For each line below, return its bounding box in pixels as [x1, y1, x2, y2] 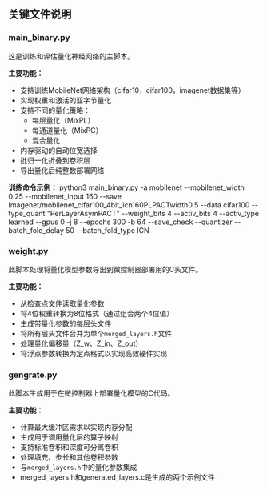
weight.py [8, 245, 49, 256]
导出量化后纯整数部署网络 [19, 165, 105, 175]
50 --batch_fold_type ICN [65, 225, 149, 235]
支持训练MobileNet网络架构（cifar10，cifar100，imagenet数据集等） [19, 85, 245, 94]
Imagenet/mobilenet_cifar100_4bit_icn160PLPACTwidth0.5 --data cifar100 [8, 199, 250, 210]
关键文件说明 [8, 7, 72, 22]
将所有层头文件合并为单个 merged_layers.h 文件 [19, 328, 173, 338]
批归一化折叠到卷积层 [19, 155, 90, 165]
